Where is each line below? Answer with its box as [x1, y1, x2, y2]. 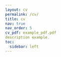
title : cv [5, 16, 26, 21]
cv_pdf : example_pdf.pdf [5, 30, 57, 35]
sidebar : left [9, 44, 39, 49]
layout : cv [5, 7, 28, 12]
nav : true [5, 21, 26, 26]
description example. [5, 35, 50, 40]
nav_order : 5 [5, 26, 32, 31]
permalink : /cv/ [5, 12, 39, 17]
